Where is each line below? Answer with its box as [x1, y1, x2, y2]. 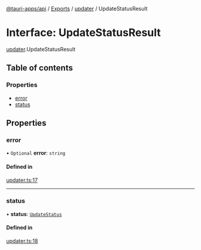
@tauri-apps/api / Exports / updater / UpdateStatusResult [6, 5, 148, 12]
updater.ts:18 [6, 237, 38, 245]
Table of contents [6, 63, 73, 73]
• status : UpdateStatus [6, 210, 62, 217]
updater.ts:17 [6, 176, 38, 184]
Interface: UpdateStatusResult [6, 26, 162, 39]
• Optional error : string [6, 149, 66, 157]
